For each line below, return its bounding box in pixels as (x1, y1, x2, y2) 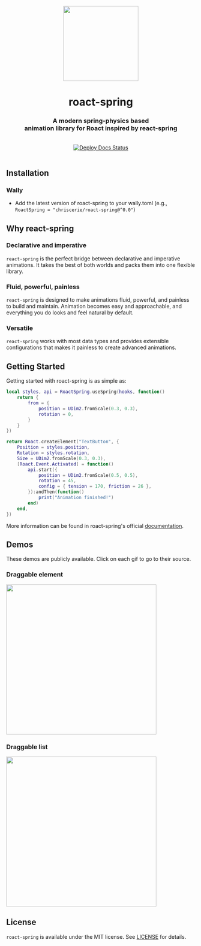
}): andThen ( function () (28, 489, 85, 495)
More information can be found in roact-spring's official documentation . (6, 522, 184, 529)
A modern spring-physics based (52, 117, 149, 125)
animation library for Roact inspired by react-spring (24, 124, 178, 133)
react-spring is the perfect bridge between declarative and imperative (6, 255, 181, 262)
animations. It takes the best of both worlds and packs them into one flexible (6, 261, 195, 268)
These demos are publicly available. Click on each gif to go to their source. (6, 555, 191, 563)
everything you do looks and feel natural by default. (6, 309, 134, 316)
